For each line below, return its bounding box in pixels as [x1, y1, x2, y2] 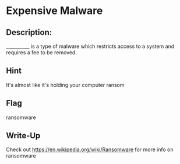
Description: [6, 27, 52, 37]
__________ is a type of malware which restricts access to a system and [6, 43, 175, 50]
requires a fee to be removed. [6, 49, 77, 56]
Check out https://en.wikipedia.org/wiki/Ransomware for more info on [6, 146, 174, 153]
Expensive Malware [6, 4, 103, 18]
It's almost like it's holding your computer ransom [6, 81, 125, 88]
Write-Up [6, 131, 41, 141]
